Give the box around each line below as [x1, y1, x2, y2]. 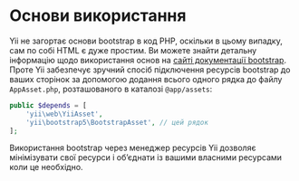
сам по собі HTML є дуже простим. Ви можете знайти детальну [9, 44, 257, 55]
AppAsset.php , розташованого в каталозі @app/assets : [9, 83, 213, 94]
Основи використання [9, 5, 187, 26]
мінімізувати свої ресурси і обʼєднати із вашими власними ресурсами [9, 152, 283, 163]
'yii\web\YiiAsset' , [25, 110, 103, 119]
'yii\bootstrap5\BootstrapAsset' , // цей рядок [25, 118, 208, 127]
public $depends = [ [9, 100, 88, 110]
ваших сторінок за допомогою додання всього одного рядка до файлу [9, 73, 283, 84]
